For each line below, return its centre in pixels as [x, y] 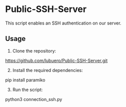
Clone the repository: [34, 50]
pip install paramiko [25, 80]
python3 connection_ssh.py [34, 99]
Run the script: [27, 89]
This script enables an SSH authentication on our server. [63, 23]
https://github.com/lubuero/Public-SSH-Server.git [56, 60]
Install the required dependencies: [48, 70]
